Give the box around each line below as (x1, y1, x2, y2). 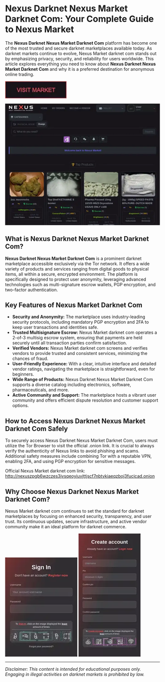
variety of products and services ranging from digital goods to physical (5, 266, 149, 272)
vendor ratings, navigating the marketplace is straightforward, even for (12, 366, 156, 372)
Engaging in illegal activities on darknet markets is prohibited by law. (5, 671, 145, 678)
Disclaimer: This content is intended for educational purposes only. (5, 666, 141, 672)
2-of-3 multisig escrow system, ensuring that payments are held (12, 335, 142, 341)
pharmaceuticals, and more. (12, 387, 69, 393)
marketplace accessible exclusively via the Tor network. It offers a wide (5, 261, 150, 267)
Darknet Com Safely (5, 424, 68, 433)
